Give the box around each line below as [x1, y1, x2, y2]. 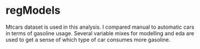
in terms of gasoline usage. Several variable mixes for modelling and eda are [5, 29, 195, 36]
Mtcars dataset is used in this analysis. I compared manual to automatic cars [5, 23, 195, 30]
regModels [5, 4, 60, 17]
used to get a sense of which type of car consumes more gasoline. [5, 36, 171, 43]
